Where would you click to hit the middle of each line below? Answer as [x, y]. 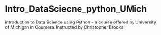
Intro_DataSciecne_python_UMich [76, 9]
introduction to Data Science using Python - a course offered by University [80, 22]
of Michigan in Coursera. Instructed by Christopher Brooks [64, 27]
